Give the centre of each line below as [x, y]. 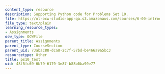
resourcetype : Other [26, 55]
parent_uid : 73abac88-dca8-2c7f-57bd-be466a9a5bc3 [58, 50]
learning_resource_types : [31, 28]
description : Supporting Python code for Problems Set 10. [67, 14]
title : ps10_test [23, 59]
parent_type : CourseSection [34, 46]
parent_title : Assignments [33, 41]
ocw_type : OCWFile [24, 37]
